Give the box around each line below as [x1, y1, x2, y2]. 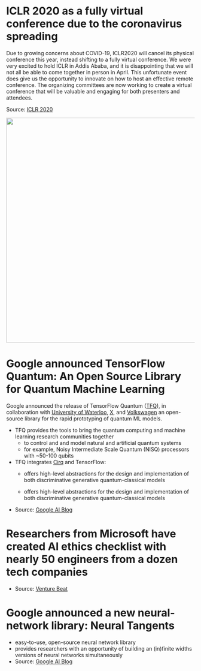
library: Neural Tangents [51, 619, 175, 632]
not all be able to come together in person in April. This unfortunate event [6, 68, 187, 76]
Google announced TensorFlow [6, 357, 166, 371]
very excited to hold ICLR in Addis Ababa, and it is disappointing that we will [6, 62, 193, 70]
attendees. [6, 94, 33, 101]
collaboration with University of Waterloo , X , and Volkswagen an [6, 408, 165, 416]
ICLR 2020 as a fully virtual [6, 4, 144, 18]
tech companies [6, 565, 88, 579]
